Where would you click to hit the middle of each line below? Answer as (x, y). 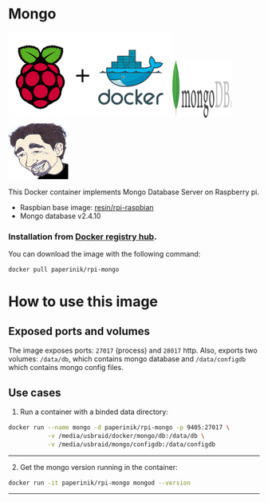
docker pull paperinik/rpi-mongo (64, 270)
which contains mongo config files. (66, 368)
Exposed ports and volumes (79, 331)
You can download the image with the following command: (104, 254)
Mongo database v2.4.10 (60, 216)
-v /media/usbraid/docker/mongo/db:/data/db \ (126, 436)
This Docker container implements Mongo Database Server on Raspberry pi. (134, 192)
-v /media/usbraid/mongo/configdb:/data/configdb (132, 444)
